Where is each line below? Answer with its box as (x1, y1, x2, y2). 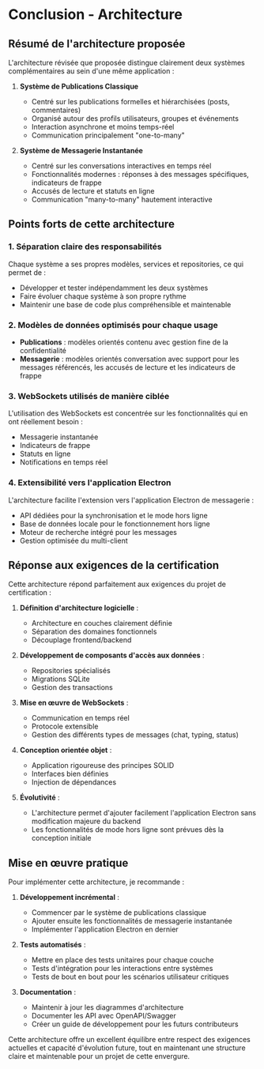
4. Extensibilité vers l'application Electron (8, 477, 172, 488)
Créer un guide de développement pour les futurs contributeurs (31, 1019, 239, 1029)
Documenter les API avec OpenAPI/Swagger (31, 1011, 176, 1021)
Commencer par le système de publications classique (31, 908, 207, 917)
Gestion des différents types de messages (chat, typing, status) (31, 730, 239, 740)
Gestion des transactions (31, 683, 113, 692)
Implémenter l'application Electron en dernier (31, 924, 179, 934)
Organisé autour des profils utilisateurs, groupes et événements (31, 114, 239, 123)
